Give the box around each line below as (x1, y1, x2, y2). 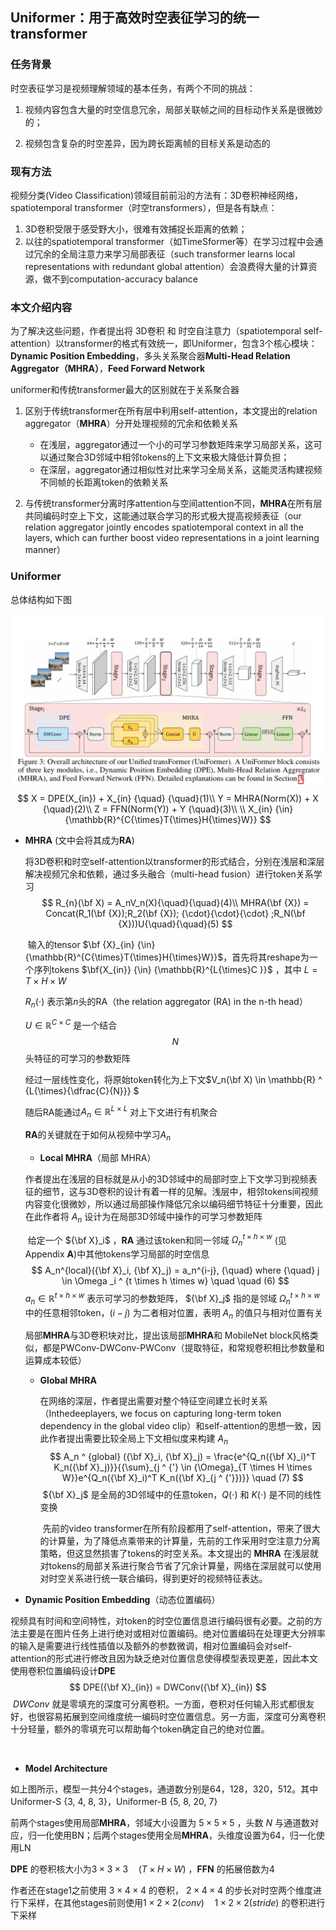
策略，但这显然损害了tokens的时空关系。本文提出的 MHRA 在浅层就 (39, 1548, 319, 1560)
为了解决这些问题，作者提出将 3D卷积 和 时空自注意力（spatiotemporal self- (10, 325, 323, 337)
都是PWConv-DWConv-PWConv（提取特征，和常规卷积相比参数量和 (42, 1342, 325, 1354)
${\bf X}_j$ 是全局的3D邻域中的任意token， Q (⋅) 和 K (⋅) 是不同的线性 (42, 1489, 322, 1501)
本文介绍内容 (10, 300, 73, 314)
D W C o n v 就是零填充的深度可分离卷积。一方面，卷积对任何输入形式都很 (12, 1698, 307, 1710)
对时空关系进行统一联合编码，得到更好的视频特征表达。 (39, 1573, 268, 1585)
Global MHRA (39, 1374, 97, 1387)
